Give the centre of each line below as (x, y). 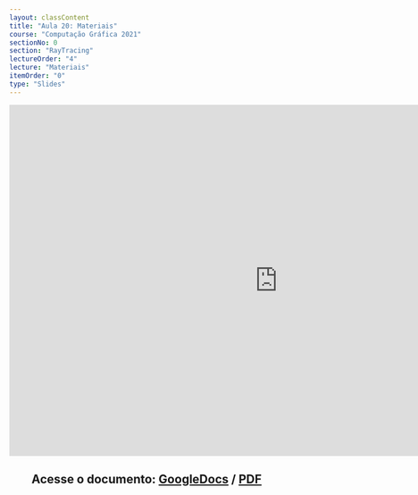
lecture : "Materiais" (50, 68)
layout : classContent (50, 17)
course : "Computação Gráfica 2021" (75, 34)
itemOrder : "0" (38, 76)
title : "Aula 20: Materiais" (63, 26)
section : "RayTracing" (51, 51)
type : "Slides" (38, 84)
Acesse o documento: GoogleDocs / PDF (146, 479)
